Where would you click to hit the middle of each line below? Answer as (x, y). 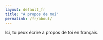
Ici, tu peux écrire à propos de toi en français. (52, 33)
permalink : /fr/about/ (29, 19)
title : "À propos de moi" (32, 14)
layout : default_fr (25, 10)
